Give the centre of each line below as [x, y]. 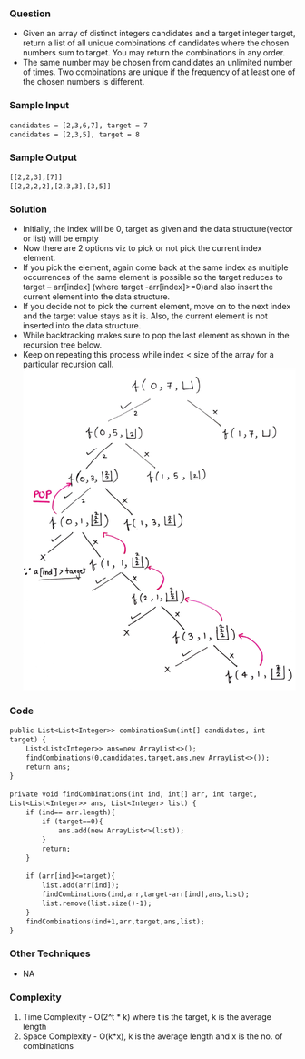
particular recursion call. [68, 364]
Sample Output [43, 157]
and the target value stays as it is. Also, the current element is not [145, 316]
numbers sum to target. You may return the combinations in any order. [154, 53]
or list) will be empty [61, 238]
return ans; [48, 767]
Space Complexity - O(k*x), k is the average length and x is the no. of [152, 1036]
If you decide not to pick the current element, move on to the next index [157, 307]
